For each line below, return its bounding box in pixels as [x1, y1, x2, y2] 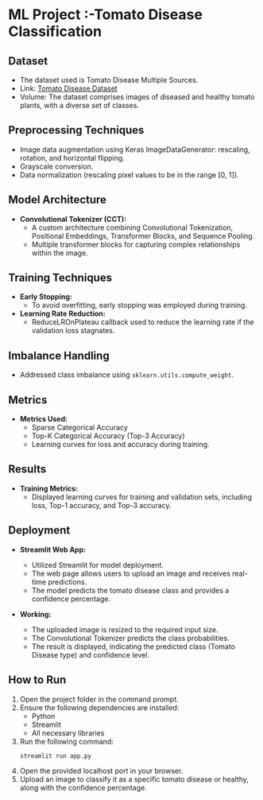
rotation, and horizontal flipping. [19, 153, 125, 162]
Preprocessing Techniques [8, 123, 145, 137]
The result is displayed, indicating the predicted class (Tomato [31, 642, 236, 651]
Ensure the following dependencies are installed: [19, 702, 180, 713]
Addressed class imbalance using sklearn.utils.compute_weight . [19, 370, 234, 379]
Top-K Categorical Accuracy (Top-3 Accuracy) [31, 431, 185, 441]
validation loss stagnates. [31, 326, 115, 336]
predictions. [47, 577, 87, 586]
